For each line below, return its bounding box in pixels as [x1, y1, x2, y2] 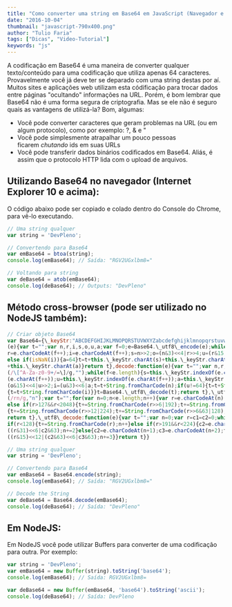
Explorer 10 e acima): [7, 186, 100, 198]
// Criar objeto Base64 [7, 330, 76, 337]
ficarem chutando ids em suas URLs [17, 141, 121, 149]
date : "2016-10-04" [7, 17, 64, 24]
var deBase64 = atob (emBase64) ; [7, 276, 100, 283]
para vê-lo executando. [7, 212, 74, 220]
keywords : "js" [7, 42, 51, 49]
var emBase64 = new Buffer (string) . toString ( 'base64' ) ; [7, 568, 171, 575]
